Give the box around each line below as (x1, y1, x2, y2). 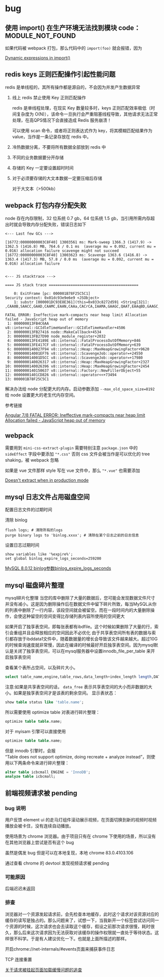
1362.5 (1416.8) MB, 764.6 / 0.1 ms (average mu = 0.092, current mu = (5, 244, 156, 249)
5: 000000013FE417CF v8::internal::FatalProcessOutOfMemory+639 (7, 342, 141, 347)
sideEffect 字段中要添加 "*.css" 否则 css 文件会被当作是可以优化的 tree (5, 451, 150, 457)
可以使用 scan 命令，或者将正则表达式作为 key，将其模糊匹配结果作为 (12, 128, 153, 133)
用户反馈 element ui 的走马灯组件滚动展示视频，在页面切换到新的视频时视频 (5, 817, 157, 822)
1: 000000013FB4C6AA (7, 321, 49, 326)
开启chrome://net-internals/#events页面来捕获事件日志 (5, 946, 115, 952)
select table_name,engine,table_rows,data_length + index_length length (5, 674, 152, 680)
